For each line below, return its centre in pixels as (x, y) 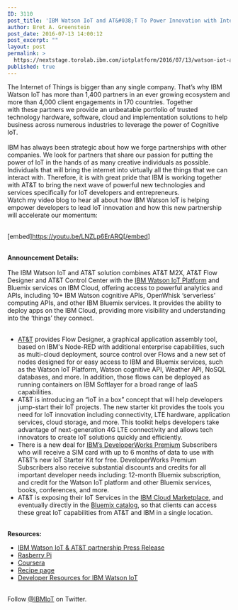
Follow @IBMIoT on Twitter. (47, 599)
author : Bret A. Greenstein (49, 27)
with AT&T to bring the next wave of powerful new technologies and (106, 184)
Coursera (31, 562)
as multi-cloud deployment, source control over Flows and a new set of (121, 354)
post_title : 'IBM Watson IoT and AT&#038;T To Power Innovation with (112, 21)
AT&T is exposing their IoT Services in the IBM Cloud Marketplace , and (120, 497)
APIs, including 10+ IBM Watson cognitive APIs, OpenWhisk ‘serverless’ (112, 295)
